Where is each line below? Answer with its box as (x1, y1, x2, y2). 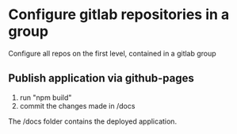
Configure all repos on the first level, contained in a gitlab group (8, 48, 216, 58)
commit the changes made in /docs (19, 101, 136, 110)
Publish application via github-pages (8, 71, 194, 85)
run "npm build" (19, 93, 72, 102)
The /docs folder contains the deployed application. (8, 117, 177, 126)
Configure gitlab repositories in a (8, 6, 230, 24)
